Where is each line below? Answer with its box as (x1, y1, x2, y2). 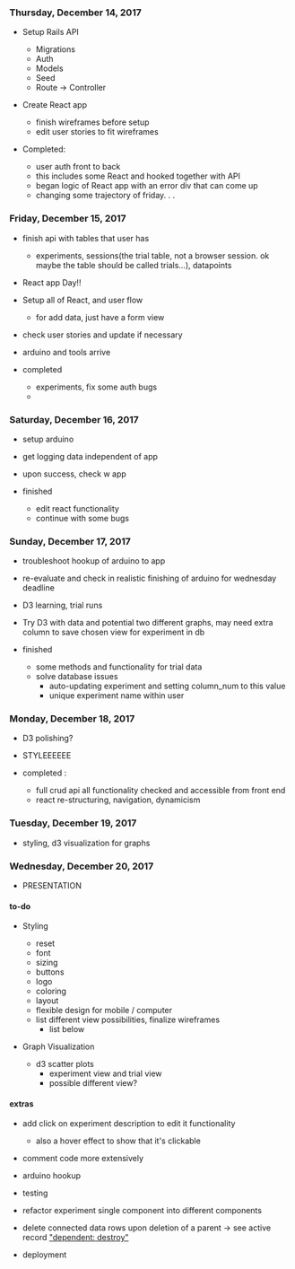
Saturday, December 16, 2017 (9, 413, 139, 425)
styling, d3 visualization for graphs (22, 837, 151, 848)
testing (22, 1187, 48, 1199)
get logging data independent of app (22, 451, 159, 461)
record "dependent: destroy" (22, 1232, 129, 1243)
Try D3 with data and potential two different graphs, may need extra (22, 617, 273, 628)
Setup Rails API (22, 27, 79, 38)
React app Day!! (22, 276, 82, 288)
